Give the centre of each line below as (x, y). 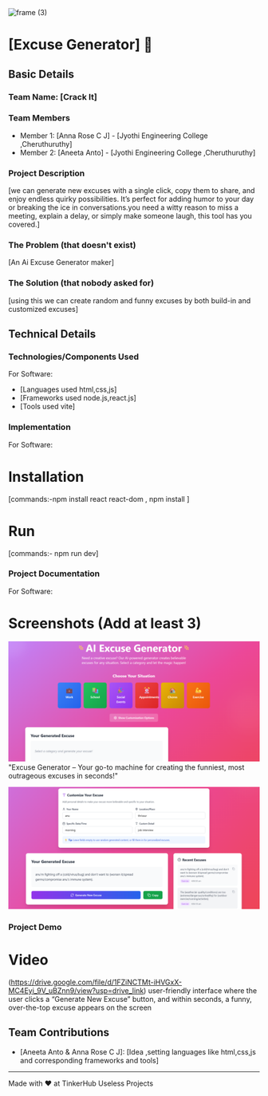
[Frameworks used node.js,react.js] (78, 398)
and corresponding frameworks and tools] (89, 1060)
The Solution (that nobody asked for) (81, 283)
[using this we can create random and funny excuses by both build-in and (130, 300)
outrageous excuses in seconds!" (63, 775)
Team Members (39, 118)
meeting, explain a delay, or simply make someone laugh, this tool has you (130, 216)
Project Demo (35, 927)
